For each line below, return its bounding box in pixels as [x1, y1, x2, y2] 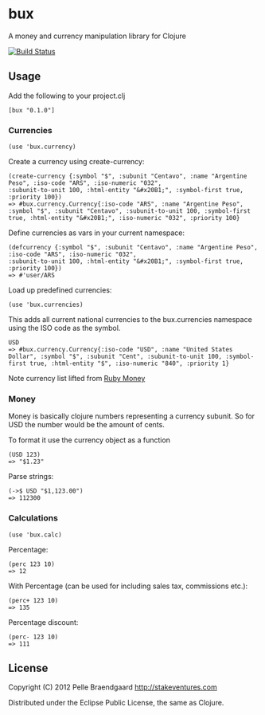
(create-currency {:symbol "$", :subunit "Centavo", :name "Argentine [8, 172, 247, 180]
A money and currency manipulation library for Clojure [8, 31, 187, 41]
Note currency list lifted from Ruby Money [8, 374, 146, 383]
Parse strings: [8, 472, 54, 481]
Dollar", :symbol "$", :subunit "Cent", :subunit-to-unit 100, [8, 352, 223, 361]
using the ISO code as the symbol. [8, 324, 121, 333]
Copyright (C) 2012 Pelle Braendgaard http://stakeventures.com [8, 682, 217, 692]
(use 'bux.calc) [8, 531, 62, 539]
